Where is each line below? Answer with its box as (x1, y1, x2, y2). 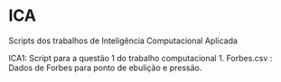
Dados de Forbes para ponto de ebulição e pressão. (8, 62, 202, 73)
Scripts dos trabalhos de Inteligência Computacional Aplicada (8, 35, 239, 46)
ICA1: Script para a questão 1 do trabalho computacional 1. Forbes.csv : (8, 52, 273, 63)
